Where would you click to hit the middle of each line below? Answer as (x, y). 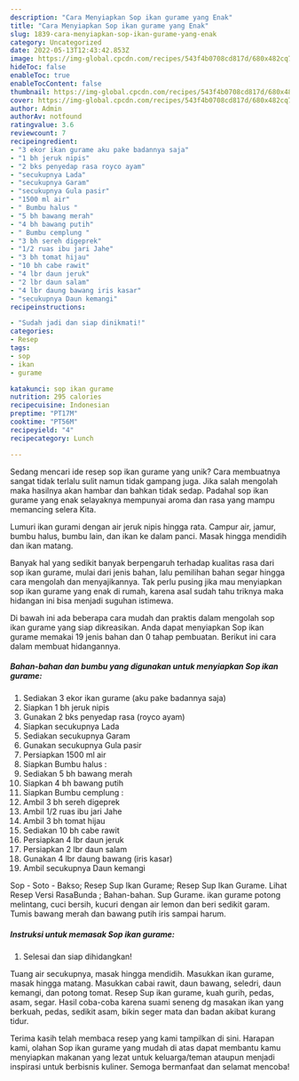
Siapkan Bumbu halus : (65, 764)
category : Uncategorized (56, 42)
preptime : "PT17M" (44, 414)
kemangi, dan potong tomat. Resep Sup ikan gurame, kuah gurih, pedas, (142, 993)
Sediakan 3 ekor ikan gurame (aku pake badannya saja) (125, 698)
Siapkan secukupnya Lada (71, 727)
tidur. (20, 1021)
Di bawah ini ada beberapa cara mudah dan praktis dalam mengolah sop (142, 617)
